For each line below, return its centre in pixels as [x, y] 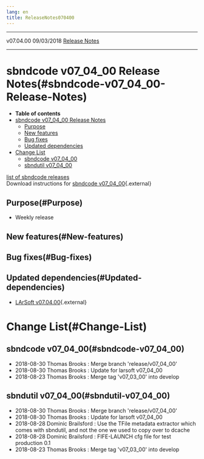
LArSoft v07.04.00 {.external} [51, 302]
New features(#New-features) [65, 237]
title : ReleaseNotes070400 [40, 18]
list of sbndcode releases [38, 177]
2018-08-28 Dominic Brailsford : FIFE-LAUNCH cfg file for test [93, 436]
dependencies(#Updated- [92, 278]
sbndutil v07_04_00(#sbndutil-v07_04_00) [88, 396]
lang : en [17, 12]
